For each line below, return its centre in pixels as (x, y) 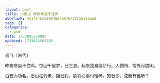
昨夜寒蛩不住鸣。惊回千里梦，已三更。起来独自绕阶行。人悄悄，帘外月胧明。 (81, 65)
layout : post (18, 9)
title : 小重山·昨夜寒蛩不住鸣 (32, 14)
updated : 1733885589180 (29, 41)
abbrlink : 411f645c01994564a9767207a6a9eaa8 (51, 18)
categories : (17, 28)
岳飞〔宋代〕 (18, 55)
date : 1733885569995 (26, 37)
